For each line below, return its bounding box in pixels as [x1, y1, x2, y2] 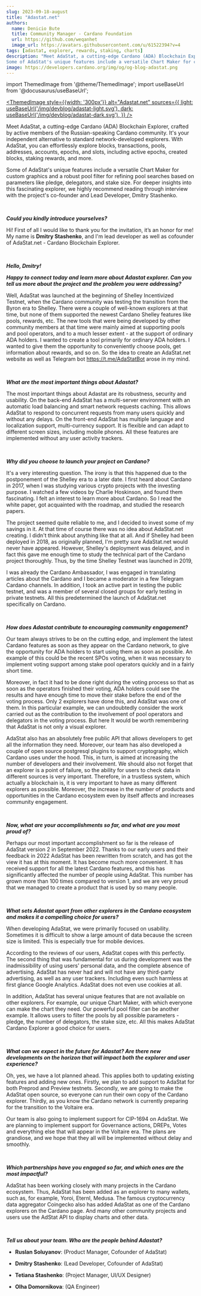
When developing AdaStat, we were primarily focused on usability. [6, 925, 170, 932]
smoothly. [6, 1141, 31, 1148]
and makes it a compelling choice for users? [6, 913, 119, 921]
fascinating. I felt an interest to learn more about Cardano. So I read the [6, 495, 182, 502]
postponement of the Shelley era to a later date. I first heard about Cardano [6, 476, 192, 483]
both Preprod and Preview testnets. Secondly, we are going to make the [6, 1085, 184, 1092]
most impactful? [6, 1170, 48, 1178]
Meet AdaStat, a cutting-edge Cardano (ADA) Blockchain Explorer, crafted [6, 123, 189, 130]
